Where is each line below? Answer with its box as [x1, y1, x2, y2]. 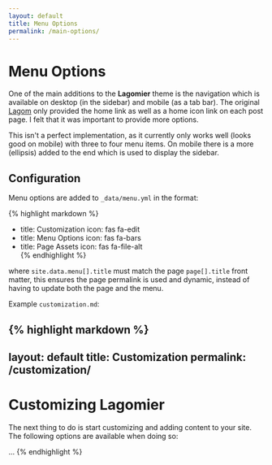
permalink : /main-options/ [8, 27, 100, 35]
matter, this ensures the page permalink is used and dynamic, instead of [8, 275, 250, 285]
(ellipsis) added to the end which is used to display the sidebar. [8, 148, 219, 158]
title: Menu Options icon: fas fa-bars [19, 233, 142, 243]
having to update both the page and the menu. [8, 284, 164, 293]
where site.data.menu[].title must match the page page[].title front [8, 266, 248, 276]
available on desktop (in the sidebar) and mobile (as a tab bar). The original [8, 98, 260, 107]
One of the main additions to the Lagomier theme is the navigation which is [8, 89, 260, 98]
